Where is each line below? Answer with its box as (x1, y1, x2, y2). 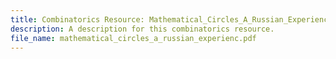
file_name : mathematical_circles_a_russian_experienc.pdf (10, 33, 257, 43)
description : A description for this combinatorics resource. (10, 24, 275, 34)
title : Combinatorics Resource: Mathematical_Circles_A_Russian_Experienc (10, 14, 329, 25)
